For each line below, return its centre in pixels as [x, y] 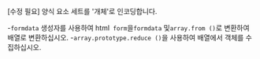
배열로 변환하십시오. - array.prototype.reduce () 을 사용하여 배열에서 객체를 [126, 38]
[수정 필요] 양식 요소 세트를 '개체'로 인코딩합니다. [82, 11]
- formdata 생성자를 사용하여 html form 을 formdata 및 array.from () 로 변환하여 [128, 28]
